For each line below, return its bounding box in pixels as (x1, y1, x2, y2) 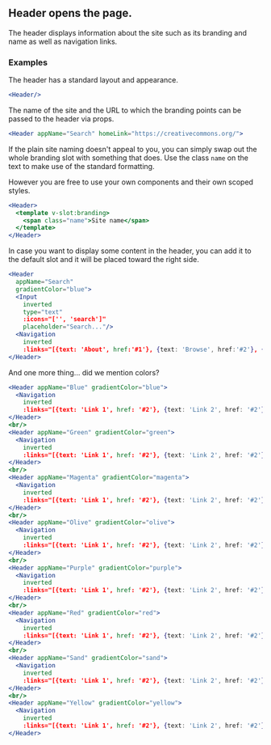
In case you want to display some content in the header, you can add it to (8, 246, 252, 256)
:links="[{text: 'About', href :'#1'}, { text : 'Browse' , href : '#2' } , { (23, 345, 265, 353)
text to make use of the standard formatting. (8, 161, 155, 171)
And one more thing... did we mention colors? (8, 367, 160, 377)
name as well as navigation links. (8, 36, 118, 46)
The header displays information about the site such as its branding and (8, 28, 248, 37)
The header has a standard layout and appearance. (8, 75, 179, 85)
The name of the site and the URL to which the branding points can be (8, 105, 242, 115)
